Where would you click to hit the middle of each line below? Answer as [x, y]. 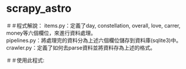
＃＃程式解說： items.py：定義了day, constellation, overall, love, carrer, [93, 25]
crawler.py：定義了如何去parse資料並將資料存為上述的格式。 [81, 47]
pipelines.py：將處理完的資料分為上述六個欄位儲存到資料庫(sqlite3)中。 [94, 40]
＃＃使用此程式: [25, 60]
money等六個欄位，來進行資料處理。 [51, 33]
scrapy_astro [39, 9]
